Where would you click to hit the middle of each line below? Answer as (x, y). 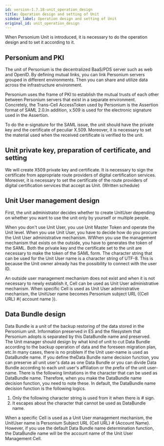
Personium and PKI (35, 57)
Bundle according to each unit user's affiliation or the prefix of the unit (76, 367)
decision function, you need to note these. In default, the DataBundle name (81, 383)
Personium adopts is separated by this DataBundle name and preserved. (78, 336)
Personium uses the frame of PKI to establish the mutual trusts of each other (82, 95)
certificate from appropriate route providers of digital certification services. (81, 175)
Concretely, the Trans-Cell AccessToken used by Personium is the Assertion (82, 105)
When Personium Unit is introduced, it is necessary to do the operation (76, 37)
